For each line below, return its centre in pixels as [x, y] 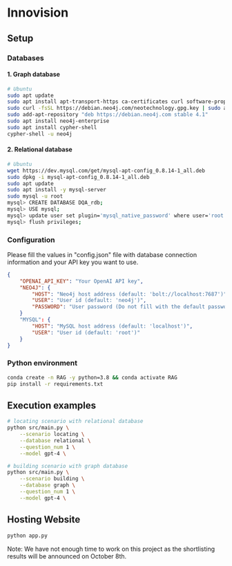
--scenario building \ [52, 479]
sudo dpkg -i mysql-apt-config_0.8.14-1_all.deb [78, 177]
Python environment [42, 363]
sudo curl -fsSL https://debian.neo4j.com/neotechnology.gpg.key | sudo [114, 109]
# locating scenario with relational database [75, 422]
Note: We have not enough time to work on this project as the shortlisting [111, 549]
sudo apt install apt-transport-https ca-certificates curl [96, 102]
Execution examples [52, 405]
